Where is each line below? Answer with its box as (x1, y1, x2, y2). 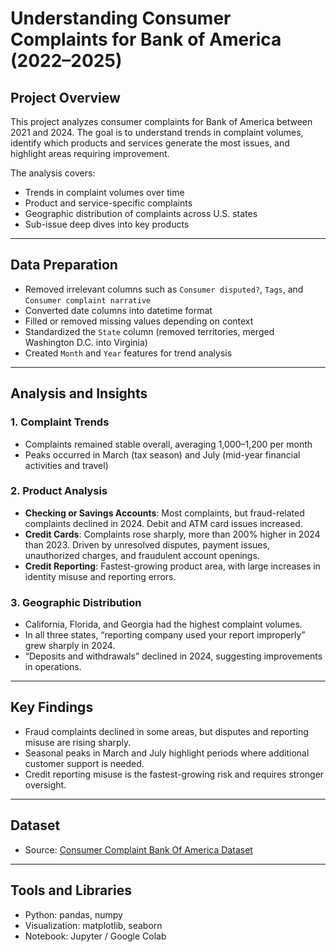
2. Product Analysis (10, 484, 108, 498)
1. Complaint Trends (10, 415, 110, 429)
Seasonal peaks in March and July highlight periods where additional (24, 747, 310, 759)
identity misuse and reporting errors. (24, 570, 177, 582)
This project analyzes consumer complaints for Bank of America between (10, 116, 313, 127)
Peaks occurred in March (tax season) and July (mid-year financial (24, 448, 301, 461)
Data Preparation (10, 257, 118, 274)
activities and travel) (24, 459, 109, 471)
